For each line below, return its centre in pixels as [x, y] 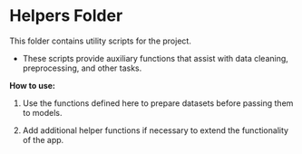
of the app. [43, 140]
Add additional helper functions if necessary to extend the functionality [155, 130]
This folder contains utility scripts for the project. [101, 41]
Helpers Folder [66, 16]
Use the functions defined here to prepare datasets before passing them [158, 103]
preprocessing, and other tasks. [82, 68]
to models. [42, 112]
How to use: [33, 85]
